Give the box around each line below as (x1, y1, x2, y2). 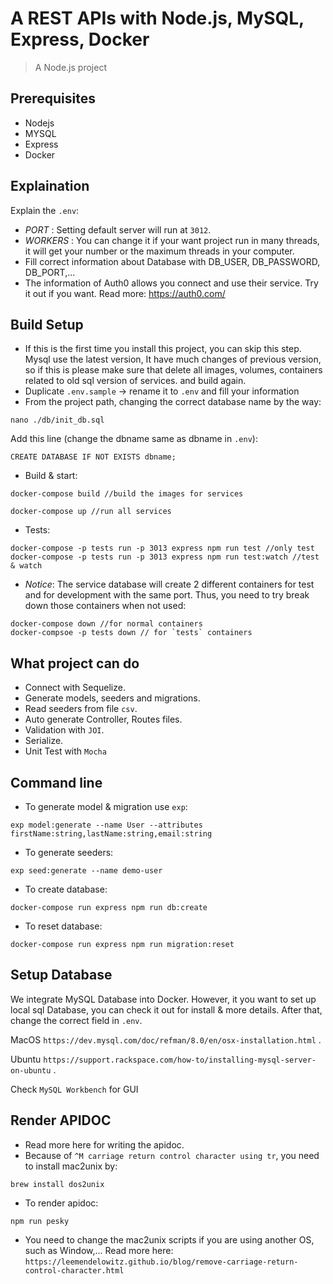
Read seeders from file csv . (24, 703, 138, 715)
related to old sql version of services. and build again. (24, 375, 247, 387)
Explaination (10, 178, 90, 195)
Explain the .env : (10, 204, 80, 216)
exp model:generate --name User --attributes (10, 820, 203, 830)
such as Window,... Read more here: (24, 1244, 174, 1256)
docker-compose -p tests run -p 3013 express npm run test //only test (10, 543, 315, 554)
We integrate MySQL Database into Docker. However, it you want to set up (10, 993, 317, 1005)
